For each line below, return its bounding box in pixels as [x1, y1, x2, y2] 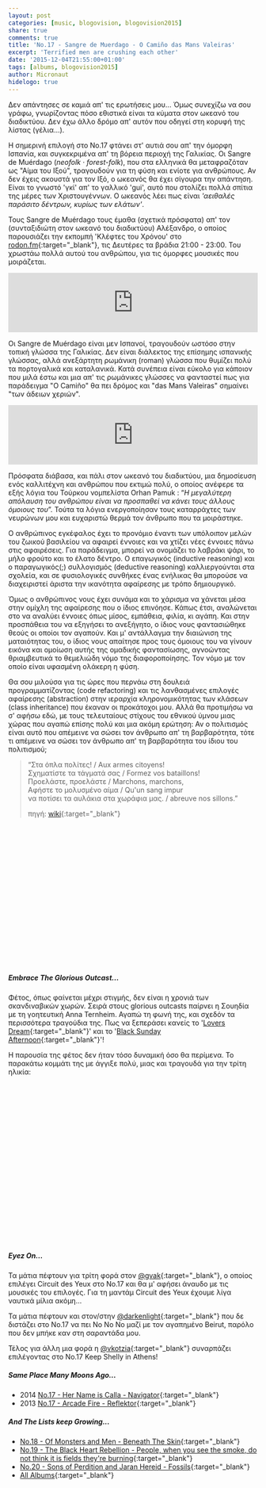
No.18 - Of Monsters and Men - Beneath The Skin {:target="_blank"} [19, 1436, 241, 1447]
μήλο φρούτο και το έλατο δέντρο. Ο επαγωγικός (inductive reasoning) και [8, 553, 255, 563]
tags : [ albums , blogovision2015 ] [8, 63, 119, 71]
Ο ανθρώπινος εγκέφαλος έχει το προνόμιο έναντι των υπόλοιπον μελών [8, 528, 252, 537]
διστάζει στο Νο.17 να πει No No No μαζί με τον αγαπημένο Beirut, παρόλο [8, 1320, 255, 1329]
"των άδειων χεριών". [8, 389, 81, 399]
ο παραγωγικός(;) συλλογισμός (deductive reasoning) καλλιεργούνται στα [8, 562, 255, 572]
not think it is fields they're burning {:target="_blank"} [19, 1454, 193, 1463]
